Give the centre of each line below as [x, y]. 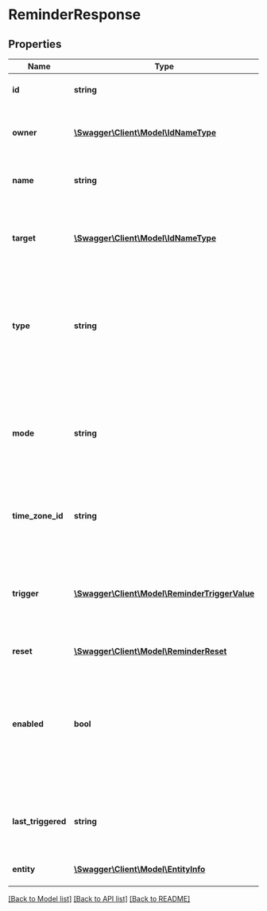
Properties [35, 44]
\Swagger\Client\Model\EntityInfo [140, 869]
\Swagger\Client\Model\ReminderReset [151, 651]
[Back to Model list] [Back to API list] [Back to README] [99, 899]
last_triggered [39, 821]
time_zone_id [38, 516]
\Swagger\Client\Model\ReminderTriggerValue [164, 593]
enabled [28, 724]
